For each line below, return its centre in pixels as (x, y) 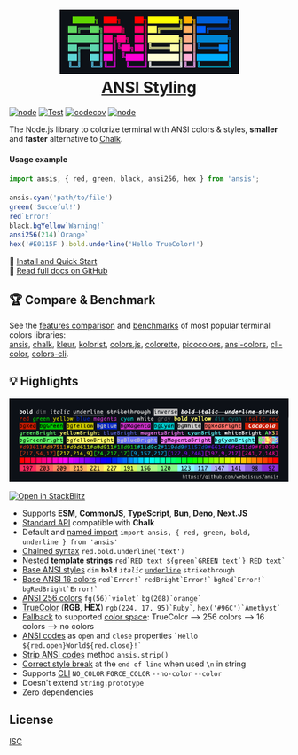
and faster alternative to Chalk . (66, 138)
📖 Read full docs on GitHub (59, 271)
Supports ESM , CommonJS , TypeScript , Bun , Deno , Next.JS (135, 513)
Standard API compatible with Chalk (88, 522)
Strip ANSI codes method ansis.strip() (95, 654)
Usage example (39, 159)
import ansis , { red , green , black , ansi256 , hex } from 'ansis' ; (134, 179)
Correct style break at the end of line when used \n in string (134, 664)
